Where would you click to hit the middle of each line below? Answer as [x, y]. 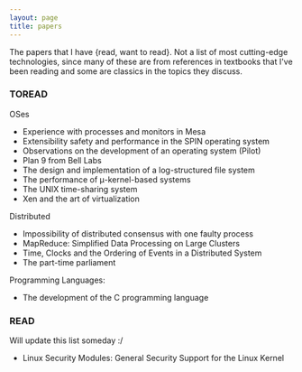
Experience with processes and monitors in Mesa [114, 131]
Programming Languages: [57, 280]
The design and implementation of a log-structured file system [138, 170]
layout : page [34, 18]
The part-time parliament [69, 262]
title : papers [36, 26]
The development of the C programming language [115, 297]
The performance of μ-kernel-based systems [106, 179]
